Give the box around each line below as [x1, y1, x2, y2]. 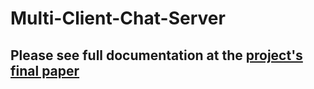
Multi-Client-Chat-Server [10, 7, 226, 30]
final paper [10, 62, 80, 79]
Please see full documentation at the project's [10, 47, 303, 64]
